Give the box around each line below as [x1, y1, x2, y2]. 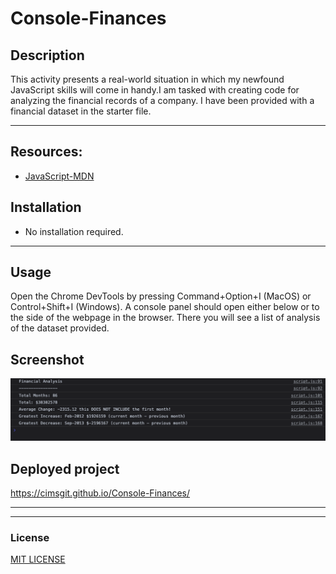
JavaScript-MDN [24, 170, 95, 182]
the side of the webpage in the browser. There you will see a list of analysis [10, 312, 321, 324]
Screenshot [10, 351, 85, 368]
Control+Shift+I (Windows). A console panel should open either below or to [10, 301, 320, 313]
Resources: [10, 143, 83, 161]
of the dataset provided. [10, 322, 110, 334]
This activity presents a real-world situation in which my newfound [10, 73, 285, 85]
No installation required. [24, 225, 124, 237]
